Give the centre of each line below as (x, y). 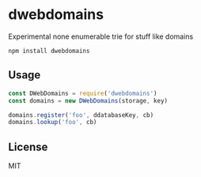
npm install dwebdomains (49, 51)
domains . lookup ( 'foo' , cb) (53, 122)
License (28, 147)
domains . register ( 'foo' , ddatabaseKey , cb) (81, 115)
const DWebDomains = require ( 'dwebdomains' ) (83, 93)
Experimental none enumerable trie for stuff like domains (101, 36)
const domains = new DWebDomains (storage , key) (88, 100)
